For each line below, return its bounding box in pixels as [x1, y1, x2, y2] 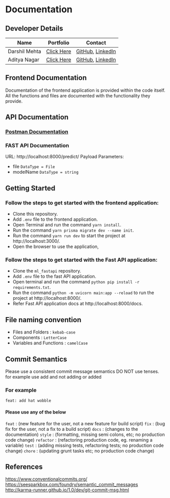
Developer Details [5, 24, 63, 33]
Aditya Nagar [8, 56, 40, 63]
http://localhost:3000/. [12, 238, 60, 244]
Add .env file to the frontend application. [12, 216, 98, 222]
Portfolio [47, 39, 70, 46]
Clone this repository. [12, 211, 58, 217]
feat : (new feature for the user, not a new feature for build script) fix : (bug [5, 420, 165, 426]
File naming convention [5, 315, 82, 324]
